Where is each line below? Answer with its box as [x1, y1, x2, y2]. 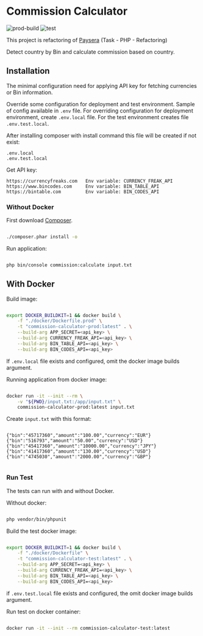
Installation [6, 66, 50, 76]
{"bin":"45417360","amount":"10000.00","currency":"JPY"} [6, 443, 157, 450]
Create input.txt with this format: [6, 415, 91, 423]
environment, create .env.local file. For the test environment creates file [6, 113, 189, 120]
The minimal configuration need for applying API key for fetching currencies [6, 82, 197, 89]
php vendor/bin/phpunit [6, 516, 67, 522]
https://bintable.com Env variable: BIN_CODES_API [6, 188, 160, 195]
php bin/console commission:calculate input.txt [6, 261, 132, 268]
